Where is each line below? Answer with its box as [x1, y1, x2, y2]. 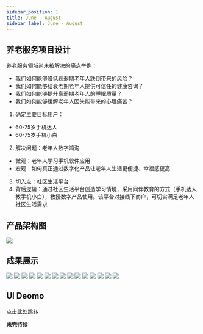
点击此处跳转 [6, 308, 38, 315]
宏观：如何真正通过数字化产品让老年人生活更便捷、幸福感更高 [15, 165, 171, 172]
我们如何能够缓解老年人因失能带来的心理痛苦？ [15, 98, 133, 105]
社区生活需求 [15, 201, 48, 208]
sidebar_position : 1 [6, 9, 59, 15]
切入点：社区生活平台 [15, 178, 69, 185]
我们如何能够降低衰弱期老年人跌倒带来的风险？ [15, 74, 133, 82]
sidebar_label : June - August [6, 20, 84, 26]
